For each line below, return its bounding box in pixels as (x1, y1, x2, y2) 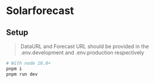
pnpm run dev (6, 71, 38, 77)
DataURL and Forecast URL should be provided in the (20, 43, 149, 50)
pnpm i (6, 65, 22, 71)
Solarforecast (6, 4, 74, 18)
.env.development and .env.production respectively (20, 49, 144, 56)
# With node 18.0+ (6, 60, 51, 66)
